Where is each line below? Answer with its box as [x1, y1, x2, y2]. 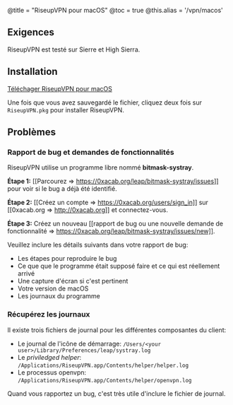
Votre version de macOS [17, 284, 89, 293]
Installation [7, 66, 58, 78]
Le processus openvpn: [17, 368, 87, 377]
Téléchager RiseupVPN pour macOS [7, 84, 113, 93]
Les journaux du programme [17, 292, 100, 300]
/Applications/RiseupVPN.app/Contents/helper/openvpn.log [17, 377, 192, 384]
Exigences [7, 26, 55, 38]
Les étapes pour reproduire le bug [17, 254, 117, 263]
